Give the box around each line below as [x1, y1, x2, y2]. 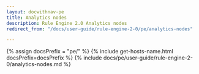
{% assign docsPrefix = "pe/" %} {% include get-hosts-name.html [6, 48, 173, 55]
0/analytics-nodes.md [6, 61, 62, 68]
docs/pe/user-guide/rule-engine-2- [103, 54, 193, 61]
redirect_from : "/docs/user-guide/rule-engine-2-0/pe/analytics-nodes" [6, 25, 193, 32]
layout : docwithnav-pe [6, 8, 64, 15]
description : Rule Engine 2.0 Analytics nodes [6, 20, 127, 26]
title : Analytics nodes [6, 15, 67, 21]
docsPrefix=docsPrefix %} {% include [6, 54, 102, 61]
